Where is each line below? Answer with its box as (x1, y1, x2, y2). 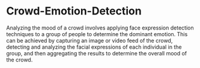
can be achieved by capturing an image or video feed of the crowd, (6, 37, 173, 44)
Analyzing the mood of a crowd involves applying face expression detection (6, 24, 194, 31)
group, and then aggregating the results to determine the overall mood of (6, 49, 187, 57)
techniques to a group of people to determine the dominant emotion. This (6, 30, 188, 37)
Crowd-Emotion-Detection (6, 4, 142, 18)
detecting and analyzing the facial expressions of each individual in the (6, 43, 182, 51)
